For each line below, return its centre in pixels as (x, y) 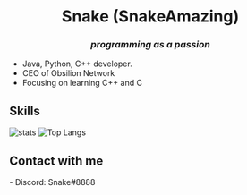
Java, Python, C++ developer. (77, 64)
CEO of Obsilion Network (68, 73)
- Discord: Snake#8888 (52, 182)
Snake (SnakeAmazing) (150, 17)
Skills (25, 110)
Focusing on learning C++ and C (82, 83)
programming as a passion (150, 45)
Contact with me (56, 161)
